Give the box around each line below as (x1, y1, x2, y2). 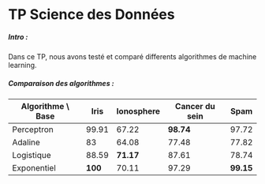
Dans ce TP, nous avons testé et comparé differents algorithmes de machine (8, 52, 257, 62)
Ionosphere (116, 106, 160, 117)
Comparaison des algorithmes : (8, 78, 114, 88)
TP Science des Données (8, 6, 175, 24)
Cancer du (174, 101, 215, 112)
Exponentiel (12, 163, 57, 174)
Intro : (8, 32, 28, 41)
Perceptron (12, 124, 54, 135)
